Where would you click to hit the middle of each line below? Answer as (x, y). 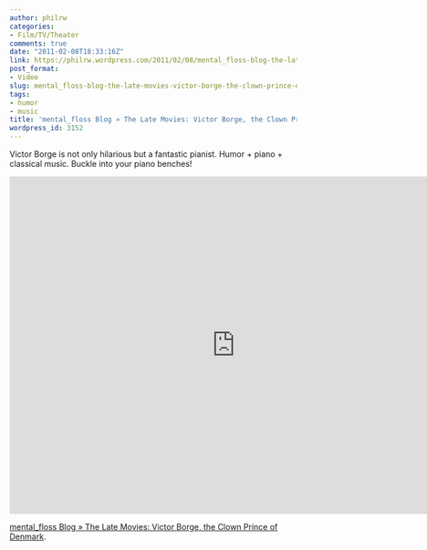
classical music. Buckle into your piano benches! (101, 164)
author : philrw (38, 18)
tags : (20, 94)
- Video (24, 78)
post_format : (34, 69)
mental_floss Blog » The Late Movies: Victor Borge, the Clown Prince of (144, 527)
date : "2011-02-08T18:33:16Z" (67, 52)
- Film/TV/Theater (44, 35)
